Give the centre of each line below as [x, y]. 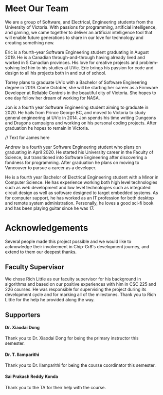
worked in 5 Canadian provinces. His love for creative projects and [72, 62]
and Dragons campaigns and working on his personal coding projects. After [81, 123]
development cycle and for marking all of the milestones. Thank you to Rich [81, 294]
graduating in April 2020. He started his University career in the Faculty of [79, 152]
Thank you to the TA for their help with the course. [55, 387]
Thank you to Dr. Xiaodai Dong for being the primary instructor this [72, 338]
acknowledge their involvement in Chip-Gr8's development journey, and [77, 246]
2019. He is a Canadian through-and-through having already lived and [75, 57]
